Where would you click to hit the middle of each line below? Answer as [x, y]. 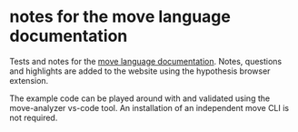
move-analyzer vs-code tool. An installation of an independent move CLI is [149, 107]
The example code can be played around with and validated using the [140, 98]
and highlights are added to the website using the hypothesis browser [140, 71]
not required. [34, 117]
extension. [29, 80]
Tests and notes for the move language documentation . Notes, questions [146, 61]
